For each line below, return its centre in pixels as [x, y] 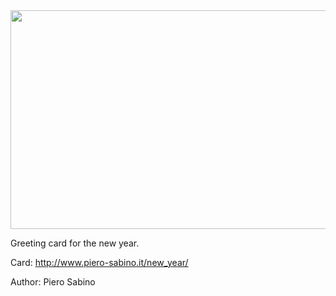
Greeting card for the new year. [75, 243]
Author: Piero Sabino [53, 282]
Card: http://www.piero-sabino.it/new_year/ [99, 262]
